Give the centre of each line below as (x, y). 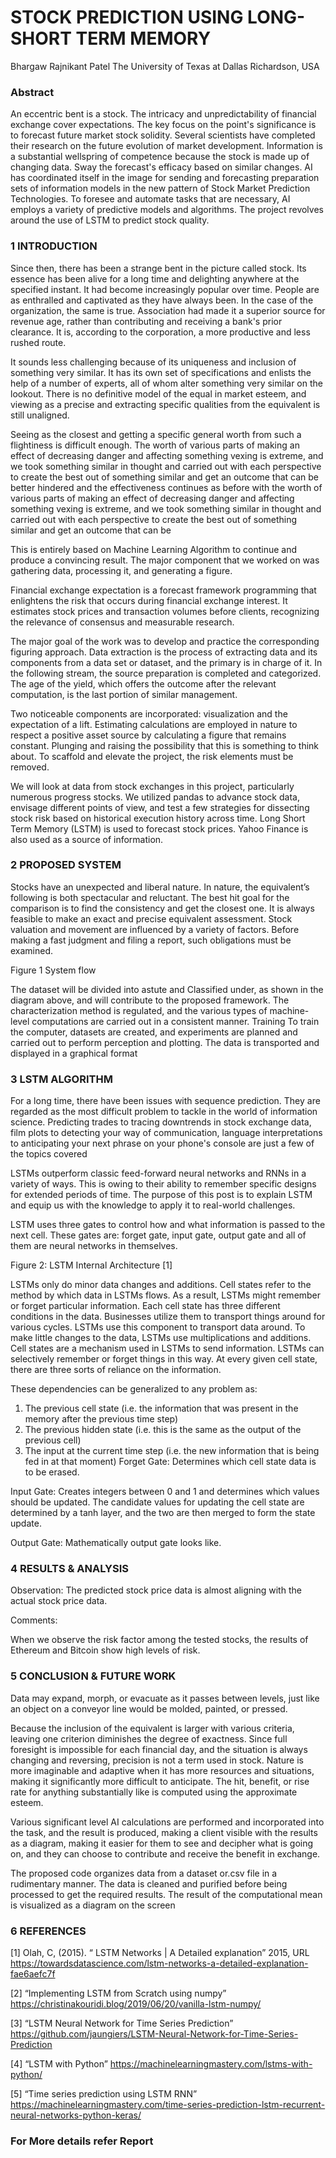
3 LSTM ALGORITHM (61, 1079)
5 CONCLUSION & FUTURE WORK (93, 1676)
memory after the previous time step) (101, 1419)
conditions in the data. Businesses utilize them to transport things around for (168, 1317)
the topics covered (49, 1154)
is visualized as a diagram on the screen (93, 1905)
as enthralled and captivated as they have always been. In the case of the (162, 300)
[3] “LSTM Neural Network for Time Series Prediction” (122, 2023)
